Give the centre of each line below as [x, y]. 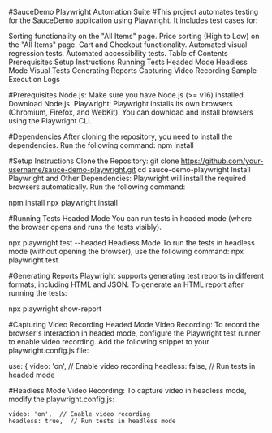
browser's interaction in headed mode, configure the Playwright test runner [134, 333]
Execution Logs [35, 79]
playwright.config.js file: [49, 350]
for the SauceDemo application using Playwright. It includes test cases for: [133, 20]
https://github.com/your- [222, 161]
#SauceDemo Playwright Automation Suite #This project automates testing [134, 12]
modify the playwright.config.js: [62, 399]
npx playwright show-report [55, 309]
